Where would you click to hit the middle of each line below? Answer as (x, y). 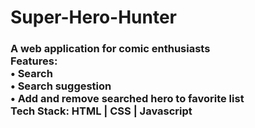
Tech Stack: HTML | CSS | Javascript (101, 111)
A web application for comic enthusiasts (110, 49)
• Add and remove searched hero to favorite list (127, 99)
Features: (34, 61)
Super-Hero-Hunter (93, 17)
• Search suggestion (61, 86)
